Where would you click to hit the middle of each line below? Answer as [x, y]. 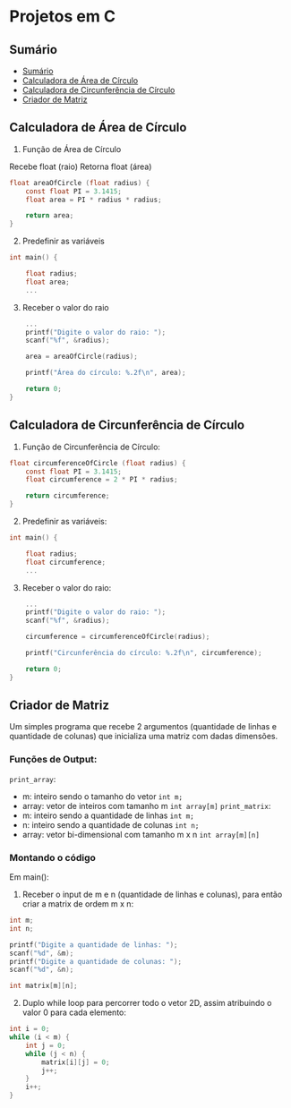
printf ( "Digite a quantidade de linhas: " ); [94, 945]
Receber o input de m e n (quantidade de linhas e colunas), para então [152, 895]
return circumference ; [68, 496]
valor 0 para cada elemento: [74, 1012]
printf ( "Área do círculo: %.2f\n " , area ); [106, 373]
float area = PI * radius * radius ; [94, 200]
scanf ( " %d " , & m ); [42, 953]
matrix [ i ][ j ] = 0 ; [76, 1062]
